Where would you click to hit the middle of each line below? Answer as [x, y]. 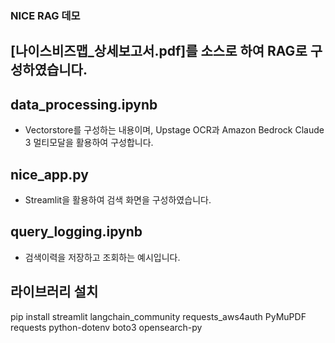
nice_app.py [49, 174]
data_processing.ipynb [84, 104]
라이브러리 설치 [54, 292]
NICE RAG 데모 [45, 15]
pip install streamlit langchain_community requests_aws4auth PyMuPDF [158, 316]
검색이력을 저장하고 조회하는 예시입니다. [102, 257]
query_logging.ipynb [76, 232]
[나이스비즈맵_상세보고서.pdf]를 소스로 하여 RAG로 [159, 51]
